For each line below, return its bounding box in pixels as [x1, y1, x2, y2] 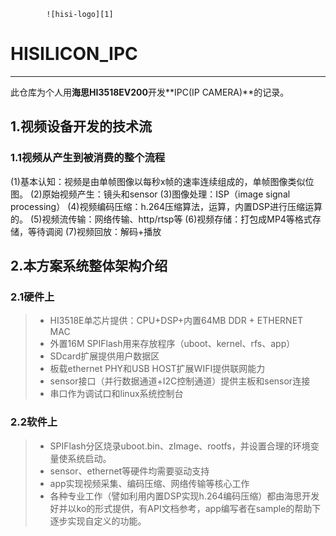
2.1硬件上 [10, 290, 55, 304]
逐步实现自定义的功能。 [49, 515, 147, 527]
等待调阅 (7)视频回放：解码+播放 [27, 225, 162, 237]
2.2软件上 [10, 415, 58, 429]
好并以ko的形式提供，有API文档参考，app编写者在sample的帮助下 [49, 502, 322, 514]
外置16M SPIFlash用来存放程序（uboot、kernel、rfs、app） [49, 338, 296, 350]
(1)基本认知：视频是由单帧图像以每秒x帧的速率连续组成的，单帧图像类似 [10, 175, 306, 187]
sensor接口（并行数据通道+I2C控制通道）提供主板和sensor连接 [49, 375, 311, 387]
